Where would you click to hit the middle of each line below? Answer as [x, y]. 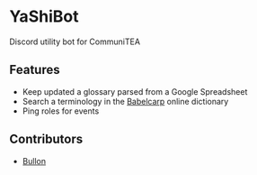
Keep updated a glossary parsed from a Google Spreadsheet [135, 91]
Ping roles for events [61, 111]
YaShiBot [44, 17]
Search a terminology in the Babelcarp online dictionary [125, 101]
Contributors [46, 139]
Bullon [34, 161]
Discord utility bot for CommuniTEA [75, 41]
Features [35, 70]
